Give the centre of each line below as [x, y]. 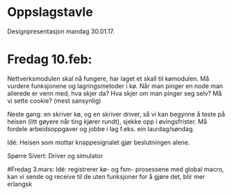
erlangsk [20, 184]
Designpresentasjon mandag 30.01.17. [61, 31]
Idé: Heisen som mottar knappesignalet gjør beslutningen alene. [99, 142]
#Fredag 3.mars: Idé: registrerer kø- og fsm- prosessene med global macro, [116, 169]
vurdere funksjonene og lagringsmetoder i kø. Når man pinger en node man [115, 86]
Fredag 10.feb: [50, 59]
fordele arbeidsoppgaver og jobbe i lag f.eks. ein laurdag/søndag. [101, 128]
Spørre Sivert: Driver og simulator [55, 155]
